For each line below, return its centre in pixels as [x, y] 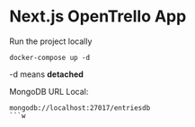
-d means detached [46, 74]
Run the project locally [51, 41]
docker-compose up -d [50, 57]
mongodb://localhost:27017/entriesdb [80, 108]
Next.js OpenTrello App [98, 17]
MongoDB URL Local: [49, 91]
